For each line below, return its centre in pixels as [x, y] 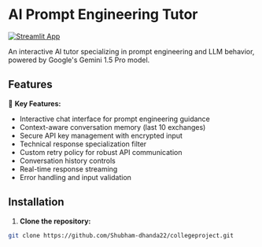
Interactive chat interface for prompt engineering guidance [115, 119]
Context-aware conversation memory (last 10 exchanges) [113, 127]
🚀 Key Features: [35, 103]
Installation [36, 202]
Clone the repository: [55, 221]
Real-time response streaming [68, 169]
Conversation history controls [67, 160]
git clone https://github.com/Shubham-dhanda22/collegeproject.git [121, 235]
